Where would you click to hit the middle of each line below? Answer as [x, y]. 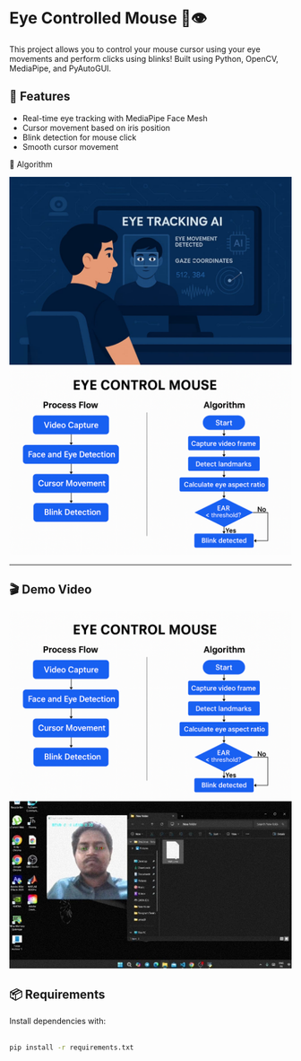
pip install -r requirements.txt [72, 1048]
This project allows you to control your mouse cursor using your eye [135, 49]
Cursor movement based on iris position [96, 127]
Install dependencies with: [58, 1021]
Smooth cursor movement [70, 146]
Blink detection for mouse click [79, 137]
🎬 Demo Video [51, 590]
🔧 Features [40, 96]
